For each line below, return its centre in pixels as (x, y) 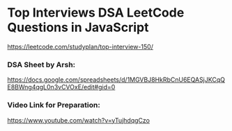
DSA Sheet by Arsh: (41, 64)
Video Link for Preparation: (54, 105)
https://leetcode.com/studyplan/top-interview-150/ (80, 46)
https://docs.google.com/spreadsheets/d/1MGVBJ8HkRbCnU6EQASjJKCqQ (116, 80)
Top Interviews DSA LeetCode (96, 13)
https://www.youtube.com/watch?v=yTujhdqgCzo (78, 120)
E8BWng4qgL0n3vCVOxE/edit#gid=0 (61, 87)
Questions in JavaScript (78, 27)
